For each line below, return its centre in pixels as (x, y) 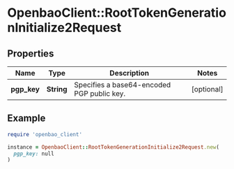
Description (130, 73)
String (57, 89)
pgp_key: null (34, 154)
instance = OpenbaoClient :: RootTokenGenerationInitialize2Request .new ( (113, 147)
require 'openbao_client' (45, 134)
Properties (31, 53)
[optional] (207, 89)
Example (26, 118)
